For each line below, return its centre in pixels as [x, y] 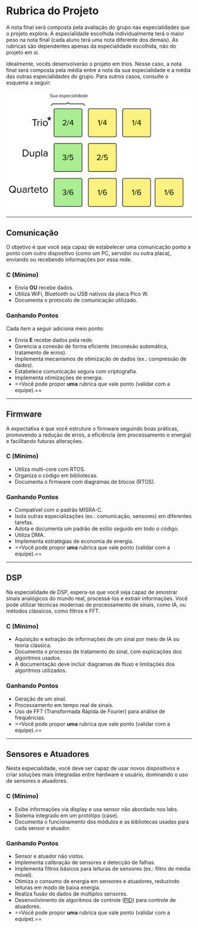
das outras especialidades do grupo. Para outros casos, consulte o [88, 76]
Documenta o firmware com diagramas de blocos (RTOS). [85, 481]
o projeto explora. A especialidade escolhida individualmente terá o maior [95, 33]
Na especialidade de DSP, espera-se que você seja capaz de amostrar [92, 592]
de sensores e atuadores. [37, 781]
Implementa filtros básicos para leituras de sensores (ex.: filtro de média [102, 868]
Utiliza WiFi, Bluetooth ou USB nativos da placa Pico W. [82, 294]
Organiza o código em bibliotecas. [56, 475]
